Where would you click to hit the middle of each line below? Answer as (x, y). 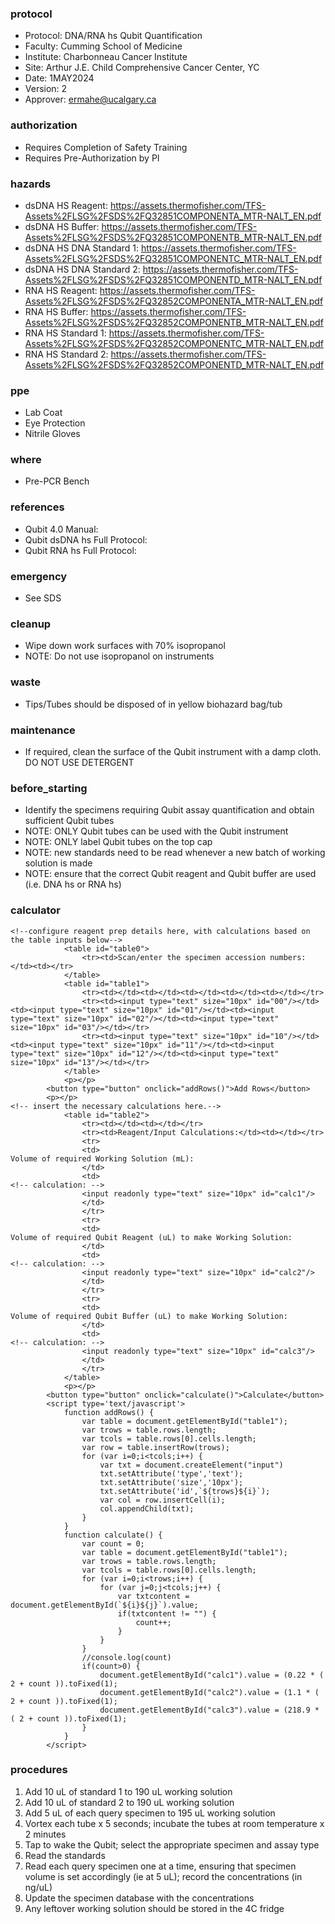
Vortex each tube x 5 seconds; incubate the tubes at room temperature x (174, 1823)
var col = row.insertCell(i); (162, 1500)
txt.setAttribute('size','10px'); (171, 1482)
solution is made (58, 863)
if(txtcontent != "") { (167, 1613)
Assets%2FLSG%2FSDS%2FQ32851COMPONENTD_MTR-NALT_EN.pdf (173, 279)
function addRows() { (109, 1412)
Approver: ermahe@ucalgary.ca (90, 99)
